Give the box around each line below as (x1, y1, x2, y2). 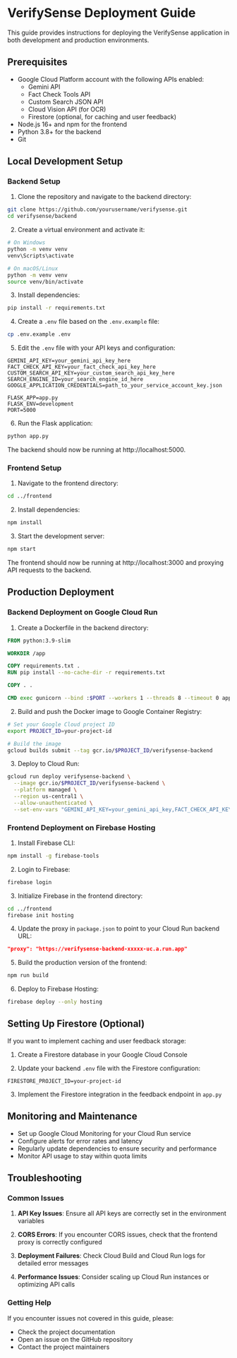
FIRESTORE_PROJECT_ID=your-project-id (7, 1077, 121, 1084)
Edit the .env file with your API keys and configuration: (17, 344, 176, 352)
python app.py (7, 432, 49, 440)
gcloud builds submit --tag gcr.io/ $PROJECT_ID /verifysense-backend (7, 746, 213, 754)
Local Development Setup (7, 155, 123, 167)
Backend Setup (7, 176, 61, 186)
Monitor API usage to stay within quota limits (17, 1151, 147, 1160)
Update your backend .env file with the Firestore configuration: (17, 1064, 201, 1072)
